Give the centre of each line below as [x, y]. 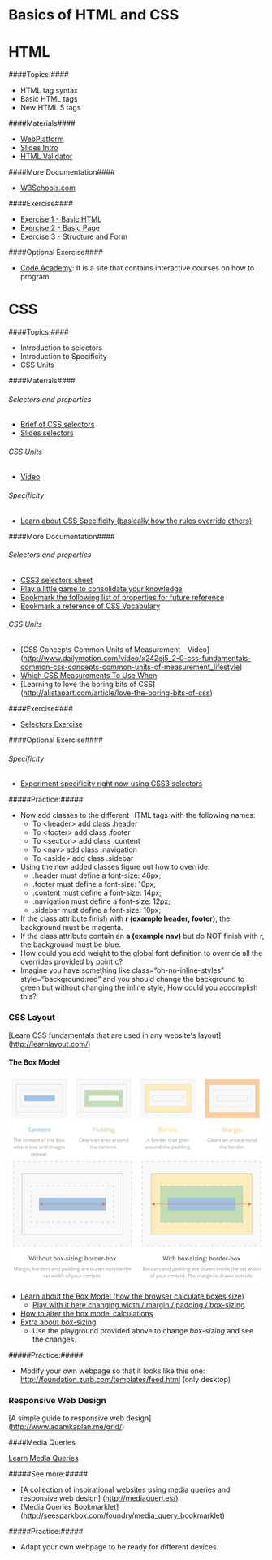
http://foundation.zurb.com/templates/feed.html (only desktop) [125, 1380]
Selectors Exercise [51, 724]
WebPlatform [42, 139]
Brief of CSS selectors [57, 425]
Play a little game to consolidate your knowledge [101, 588]
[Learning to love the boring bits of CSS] [88, 685]
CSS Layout [32, 1018]
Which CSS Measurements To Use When [89, 676]
